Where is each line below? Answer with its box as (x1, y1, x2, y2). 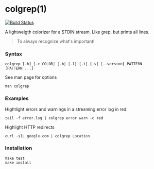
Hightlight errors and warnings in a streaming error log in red (5, 106, 127, 112)
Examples (5, 95, 29, 102)
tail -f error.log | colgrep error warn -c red (5, 115, 103, 120)
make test (5, 156, 25, 161)
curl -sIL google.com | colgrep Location (5, 133, 90, 138)
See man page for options (5, 75, 57, 80)
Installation (5, 145, 33, 151)
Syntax (5, 50, 22, 57)
